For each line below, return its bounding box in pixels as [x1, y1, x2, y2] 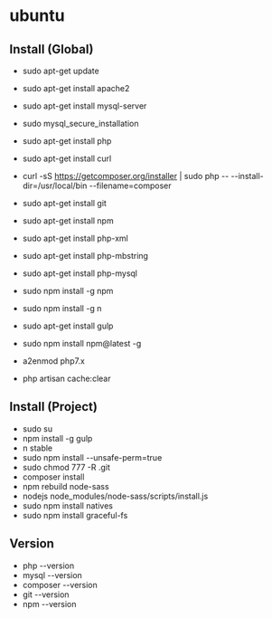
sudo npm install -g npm [22, 286, 114, 296]
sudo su [22, 423, 53, 434]
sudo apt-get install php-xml [22, 233, 128, 243]
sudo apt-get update [22, 65, 99, 76]
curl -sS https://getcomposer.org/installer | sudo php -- [22, 171, 230, 181]
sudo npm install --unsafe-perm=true [22, 452, 163, 462]
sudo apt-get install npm [22, 215, 115, 226]
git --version [22, 589, 70, 600]
